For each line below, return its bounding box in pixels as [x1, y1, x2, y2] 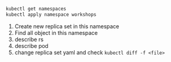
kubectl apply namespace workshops [6, 11, 97, 18]
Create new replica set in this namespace [14, 22, 120, 30]
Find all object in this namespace [14, 29, 98, 36]
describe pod [14, 42, 48, 49]
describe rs [14, 36, 44, 43]
